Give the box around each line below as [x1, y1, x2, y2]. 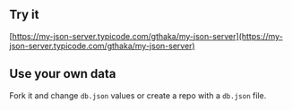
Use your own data [9, 66, 116, 81]
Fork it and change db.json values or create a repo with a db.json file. [9, 89, 267, 101]
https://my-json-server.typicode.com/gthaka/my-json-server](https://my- [12, 30, 284, 41]
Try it [9, 7, 39, 22]
